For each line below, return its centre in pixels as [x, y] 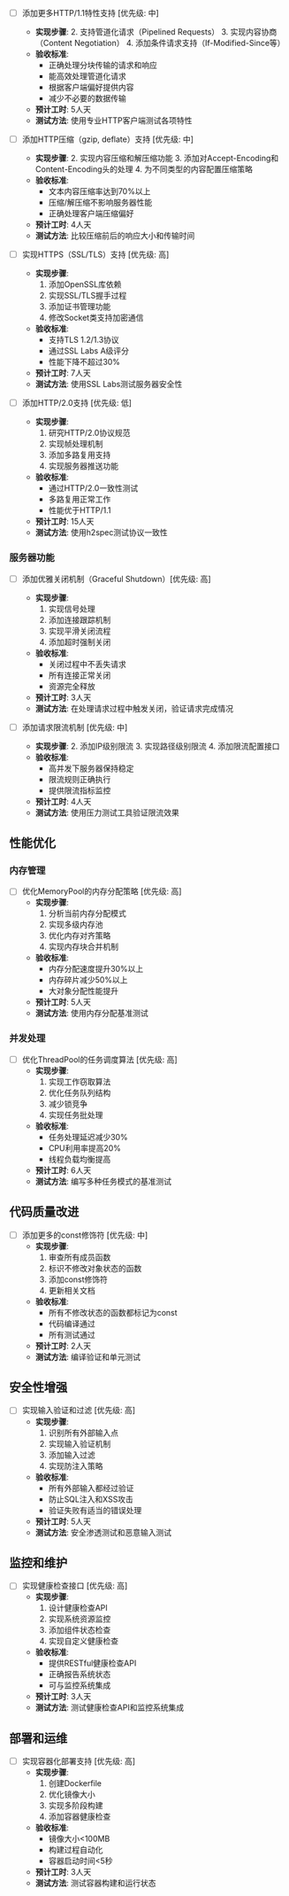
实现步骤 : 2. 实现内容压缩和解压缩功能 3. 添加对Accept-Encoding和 [157, 159]
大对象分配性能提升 [84, 991]
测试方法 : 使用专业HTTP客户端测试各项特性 [114, 120]
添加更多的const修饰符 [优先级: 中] [85, 1235]
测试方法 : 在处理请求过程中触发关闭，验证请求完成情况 [134, 708]
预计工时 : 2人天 [63, 1346]
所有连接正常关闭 [80, 675]
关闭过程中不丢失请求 [87, 664]
